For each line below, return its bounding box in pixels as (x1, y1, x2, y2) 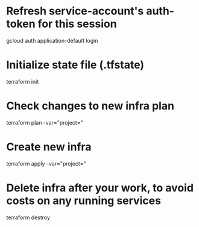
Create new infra (6, 140, 92, 154)
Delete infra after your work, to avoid (6, 181, 194, 194)
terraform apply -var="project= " (6, 160, 86, 167)
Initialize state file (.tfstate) (6, 58, 145, 72)
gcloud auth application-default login (6, 37, 98, 44)
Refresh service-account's (6, 4, 144, 18)
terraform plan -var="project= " (6, 119, 83, 126)
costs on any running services (6, 194, 162, 207)
